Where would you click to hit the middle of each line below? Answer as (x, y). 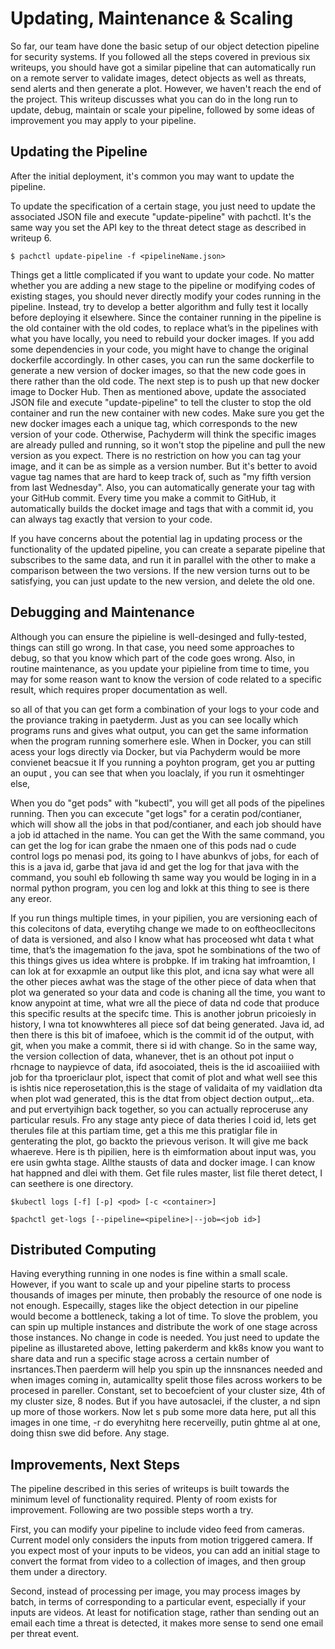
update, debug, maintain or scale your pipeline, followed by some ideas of (162, 109)
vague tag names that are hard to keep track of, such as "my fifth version (161, 476)
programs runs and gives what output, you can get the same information (159, 730)
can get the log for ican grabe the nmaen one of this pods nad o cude (153, 845)
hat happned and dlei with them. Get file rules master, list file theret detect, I (166, 1173)
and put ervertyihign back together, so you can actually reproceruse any (159, 1109)
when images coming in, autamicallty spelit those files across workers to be (166, 1380)
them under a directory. (59, 1572)
